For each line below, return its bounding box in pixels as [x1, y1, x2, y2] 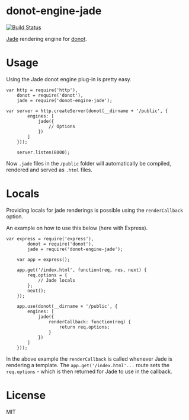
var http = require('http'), [6, 87, 78, 93]
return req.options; [59, 324, 110, 330]
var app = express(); [17, 256, 70, 262]
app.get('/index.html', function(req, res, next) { [17, 267, 147, 273]
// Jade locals [37, 277, 76, 283]
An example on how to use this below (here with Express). [6, 224, 148, 231]
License [6, 389, 46, 402]
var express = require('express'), [6, 236, 94, 241]
